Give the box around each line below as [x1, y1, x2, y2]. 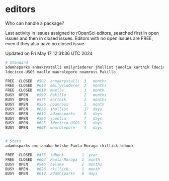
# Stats [5, 139, 22, 144]
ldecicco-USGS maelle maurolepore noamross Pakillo [5, 69, 116, 74]
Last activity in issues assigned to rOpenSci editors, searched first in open [5, 30, 159, 36]
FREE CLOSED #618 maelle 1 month [5, 88, 105, 93]
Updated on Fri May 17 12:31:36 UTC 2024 [5, 50, 93, 56]
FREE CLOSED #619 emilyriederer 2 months [5, 83, 107, 88]
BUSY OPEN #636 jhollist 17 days [5, 107, 102, 112]
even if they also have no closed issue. [5, 40, 86, 46]
